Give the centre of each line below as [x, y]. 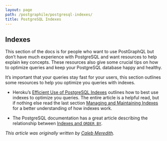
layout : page [19, 10]
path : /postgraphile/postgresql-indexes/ [49, 15]
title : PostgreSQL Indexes [33, 19]
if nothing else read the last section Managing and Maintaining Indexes [85, 103]
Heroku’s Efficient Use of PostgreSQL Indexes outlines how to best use [85, 92]
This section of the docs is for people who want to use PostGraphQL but [79, 52]
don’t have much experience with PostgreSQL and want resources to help [81, 57]
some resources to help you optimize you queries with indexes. [70, 83]
